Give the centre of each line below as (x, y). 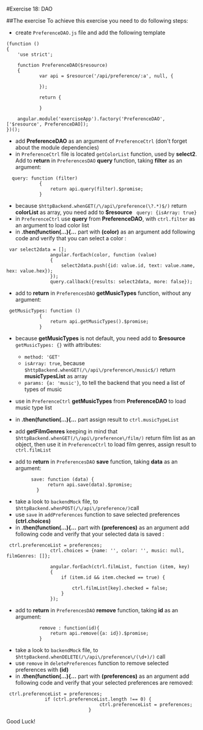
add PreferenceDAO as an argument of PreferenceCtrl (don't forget (101, 141)
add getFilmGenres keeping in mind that (66, 431)
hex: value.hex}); (30, 271)
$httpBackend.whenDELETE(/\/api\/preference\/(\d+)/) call (90, 656)
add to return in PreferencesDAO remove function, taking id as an (97, 610)
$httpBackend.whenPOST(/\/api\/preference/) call (77, 508)
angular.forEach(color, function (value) (103, 255)
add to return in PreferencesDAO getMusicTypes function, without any (103, 293)
